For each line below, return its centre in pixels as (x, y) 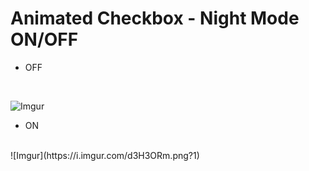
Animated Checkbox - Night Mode (155, 18)
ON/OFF (44, 39)
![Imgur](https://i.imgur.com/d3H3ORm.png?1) (105, 155)
